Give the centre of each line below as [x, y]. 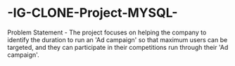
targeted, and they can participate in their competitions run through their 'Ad [118, 47]
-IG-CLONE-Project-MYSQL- [93, 13]
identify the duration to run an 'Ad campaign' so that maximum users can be [118, 39]
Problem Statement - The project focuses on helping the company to [107, 32]
